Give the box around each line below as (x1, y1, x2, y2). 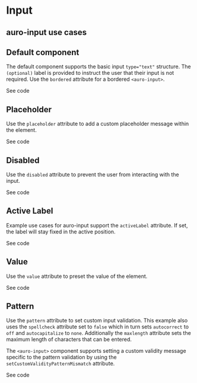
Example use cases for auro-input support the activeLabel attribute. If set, (6, 221, 188, 229)
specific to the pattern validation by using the (6, 354, 117, 361)
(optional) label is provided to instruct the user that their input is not (6, 69, 174, 77)
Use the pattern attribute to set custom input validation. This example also (6, 317, 188, 324)
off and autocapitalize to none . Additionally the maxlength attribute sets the (6, 330, 191, 337)
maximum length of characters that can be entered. (6, 336, 132, 343)
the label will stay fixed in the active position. (6, 228, 116, 235)
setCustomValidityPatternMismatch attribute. (6, 360, 115, 367)
